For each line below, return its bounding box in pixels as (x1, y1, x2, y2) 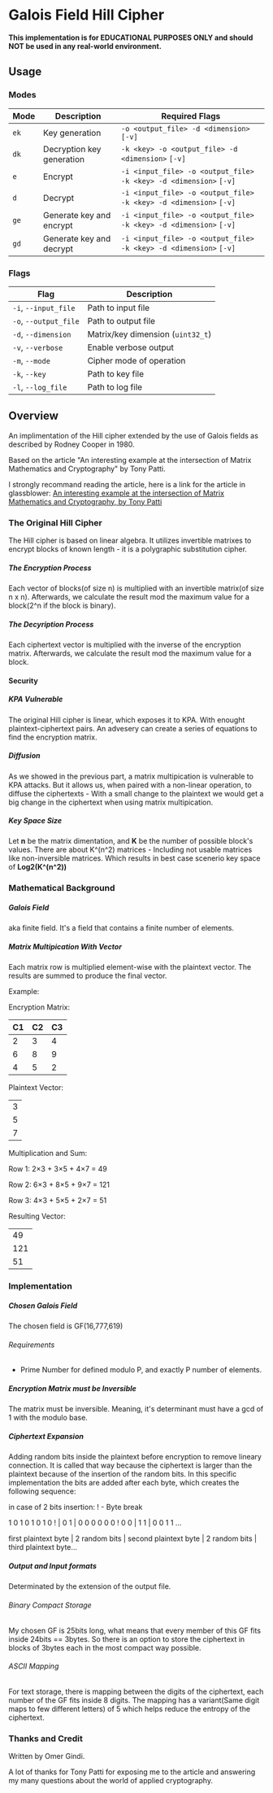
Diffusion (8, 751, 41, 761)
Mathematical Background (8, 883, 115, 894)
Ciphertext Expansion (8, 1431, 84, 1441)
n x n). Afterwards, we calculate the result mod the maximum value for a (8, 592, 250, 601)
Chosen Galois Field (8, 1300, 78, 1311)
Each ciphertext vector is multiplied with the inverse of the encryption (8, 639, 241, 649)
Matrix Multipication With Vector (8, 941, 122, 951)
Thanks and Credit (8, 1733, 84, 1744)
